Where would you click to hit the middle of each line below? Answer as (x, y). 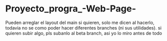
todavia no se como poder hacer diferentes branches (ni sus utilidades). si (83, 27)
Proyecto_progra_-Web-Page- (71, 9)
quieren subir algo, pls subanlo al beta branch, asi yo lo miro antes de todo (84, 33)
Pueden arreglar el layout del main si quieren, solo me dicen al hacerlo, (80, 22)
